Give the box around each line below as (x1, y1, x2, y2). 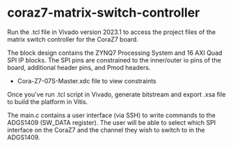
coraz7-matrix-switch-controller (7, 5, 200, 21)
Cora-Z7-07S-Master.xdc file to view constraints (17, 76, 156, 85)
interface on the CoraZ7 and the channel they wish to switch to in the (7, 126, 205, 134)
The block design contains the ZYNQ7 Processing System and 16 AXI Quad (7, 49, 223, 57)
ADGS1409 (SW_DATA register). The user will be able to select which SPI (7, 118, 216, 126)
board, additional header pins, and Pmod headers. (7, 63, 151, 71)
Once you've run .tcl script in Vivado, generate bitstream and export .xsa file (7, 90, 226, 98)
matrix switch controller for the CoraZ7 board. (7, 35, 139, 43)
